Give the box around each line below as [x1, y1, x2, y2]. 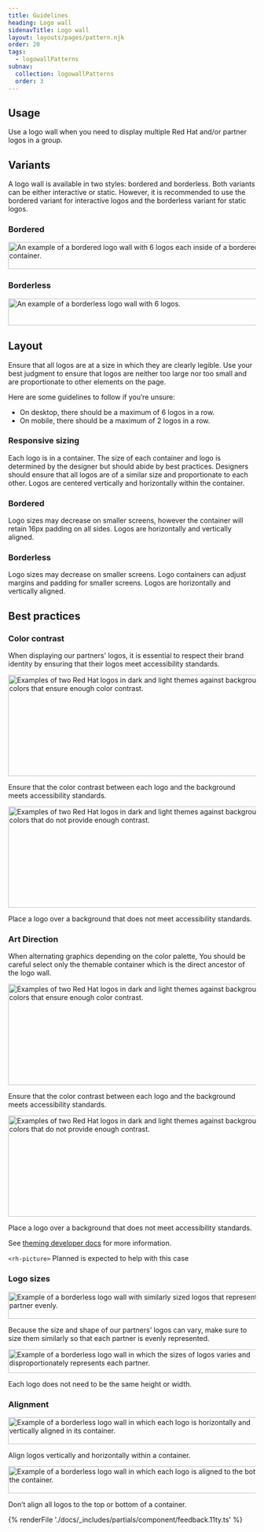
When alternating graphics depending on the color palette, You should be [8, 952, 246, 961]
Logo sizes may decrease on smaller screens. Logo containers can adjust [8, 570, 246, 579]
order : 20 [8, 41, 41, 49]
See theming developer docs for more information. [8, 1239, 172, 1248]
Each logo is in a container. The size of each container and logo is [8, 453, 222, 462]
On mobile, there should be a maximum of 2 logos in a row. [19, 416, 211, 425]
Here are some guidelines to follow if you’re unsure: [8, 392, 175, 402]
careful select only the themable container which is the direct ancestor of [8, 960, 245, 969]
